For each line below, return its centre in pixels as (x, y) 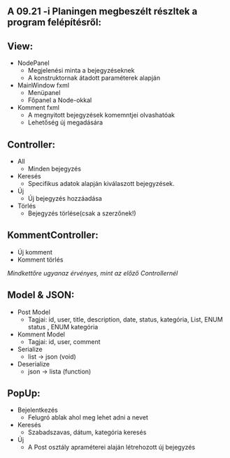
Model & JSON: (41, 295)
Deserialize (34, 364)
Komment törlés (40, 259)
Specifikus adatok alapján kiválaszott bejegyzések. (101, 184)
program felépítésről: (54, 23)
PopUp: (24, 393)
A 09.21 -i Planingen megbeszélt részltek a (102, 12)
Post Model (34, 312)
